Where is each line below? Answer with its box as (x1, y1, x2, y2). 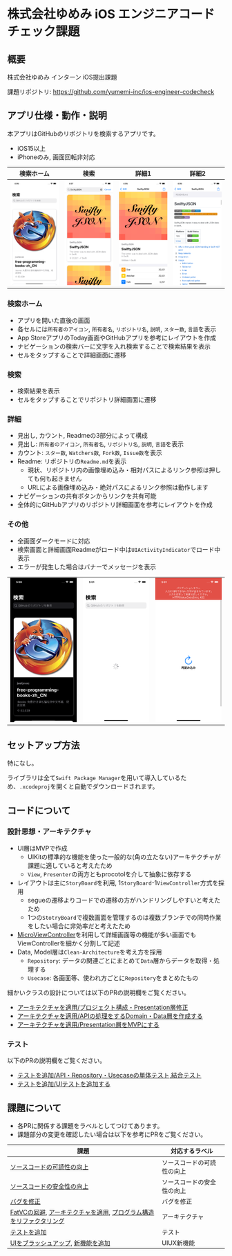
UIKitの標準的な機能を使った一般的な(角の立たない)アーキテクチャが (27, 852, 221, 861)
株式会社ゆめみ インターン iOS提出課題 (7, 73, 117, 81)
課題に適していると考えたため (27, 861, 113, 869)
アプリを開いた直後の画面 (17, 316, 90, 324)
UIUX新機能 (162, 1239, 195, 1247)
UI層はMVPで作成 (17, 844, 68, 852)
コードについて (7, 804, 71, 816)
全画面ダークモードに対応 (17, 537, 90, 545)
